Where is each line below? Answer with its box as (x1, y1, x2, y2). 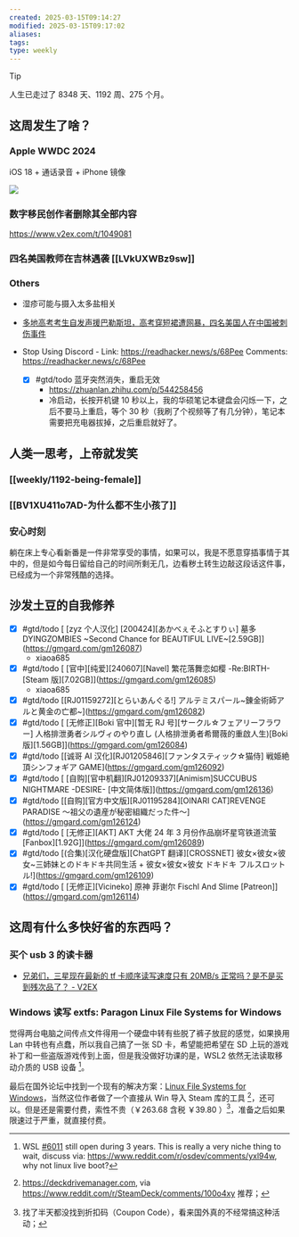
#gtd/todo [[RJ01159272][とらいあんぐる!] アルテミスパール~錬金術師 (21, 694, 278, 705)
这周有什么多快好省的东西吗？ (9, 919, 174, 934)
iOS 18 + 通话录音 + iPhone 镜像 (9, 166, 126, 177)
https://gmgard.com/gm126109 (38, 870, 151, 881)
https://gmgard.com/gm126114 (25, 892, 137, 902)
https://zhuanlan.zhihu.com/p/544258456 (48, 385, 204, 395)
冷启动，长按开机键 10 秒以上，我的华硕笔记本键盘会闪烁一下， (48, 394, 280, 406)
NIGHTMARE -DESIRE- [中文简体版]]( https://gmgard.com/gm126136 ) (21, 785, 274, 795)
